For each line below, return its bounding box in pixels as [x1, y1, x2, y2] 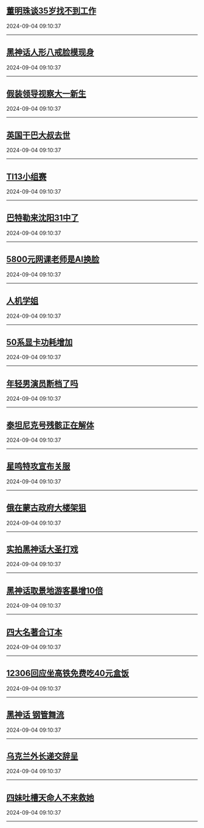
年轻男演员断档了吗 [6, 378, 78, 388]
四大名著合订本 [6, 626, 63, 637]
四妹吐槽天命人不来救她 [6, 792, 94, 802]
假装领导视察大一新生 [6, 89, 86, 99]
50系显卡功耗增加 [6, 337, 73, 347]
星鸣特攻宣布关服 [6, 461, 70, 472]
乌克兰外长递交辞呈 [6, 751, 78, 762]
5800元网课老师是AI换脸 [6, 254, 100, 265]
